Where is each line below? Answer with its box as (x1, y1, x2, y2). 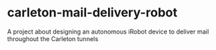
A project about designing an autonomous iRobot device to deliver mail (7, 27, 209, 36)
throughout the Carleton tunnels (7, 34, 99, 42)
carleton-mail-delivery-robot (7, 5, 178, 21)
